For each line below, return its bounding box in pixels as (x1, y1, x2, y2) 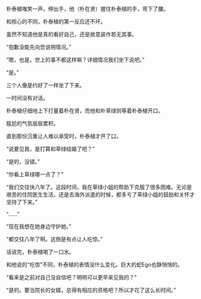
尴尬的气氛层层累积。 (6, 120, 59, 127)
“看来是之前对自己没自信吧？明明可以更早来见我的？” (6, 274, 137, 280)
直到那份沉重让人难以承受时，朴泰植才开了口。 (6, 132, 121, 140)
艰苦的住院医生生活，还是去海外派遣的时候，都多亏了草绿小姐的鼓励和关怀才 (6, 191, 195, 198)
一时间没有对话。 (6, 95, 48, 101)
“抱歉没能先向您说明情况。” (6, 44, 72, 50)
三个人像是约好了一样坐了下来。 (6, 81, 85, 89)
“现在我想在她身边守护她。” (6, 223, 72, 229)
